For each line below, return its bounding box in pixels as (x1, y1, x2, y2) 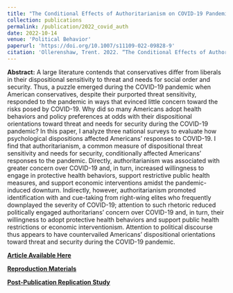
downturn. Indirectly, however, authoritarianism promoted (32, 185, 196, 194)
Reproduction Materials (7, 265, 77, 273)
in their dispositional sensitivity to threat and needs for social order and (7, 75, 210, 83)
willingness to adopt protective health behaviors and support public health (7, 215, 220, 224)
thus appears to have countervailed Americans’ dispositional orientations (7, 230, 216, 238)
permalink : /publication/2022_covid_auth (7, 23, 129, 30)
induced (7, 185, 31, 194)
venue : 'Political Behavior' (7, 36, 92, 43)
